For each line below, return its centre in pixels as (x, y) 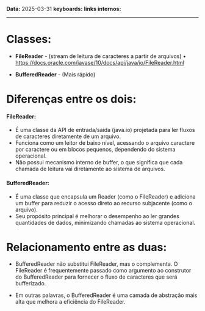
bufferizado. (31, 284)
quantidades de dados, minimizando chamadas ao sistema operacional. (105, 222)
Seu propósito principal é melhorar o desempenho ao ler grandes (97, 216)
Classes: (29, 39)
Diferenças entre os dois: (71, 99)
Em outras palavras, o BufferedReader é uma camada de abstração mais (106, 295)
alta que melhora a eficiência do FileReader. (70, 302)
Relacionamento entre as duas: (87, 247)
